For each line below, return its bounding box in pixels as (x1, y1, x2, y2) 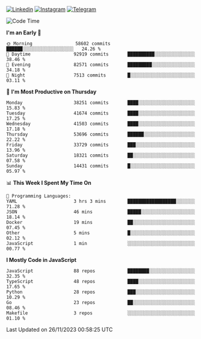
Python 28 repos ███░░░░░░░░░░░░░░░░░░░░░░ (6, 289, 196, 295)
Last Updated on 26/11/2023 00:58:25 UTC (6, 326, 113, 333)
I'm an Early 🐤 (6, 29, 42, 36)
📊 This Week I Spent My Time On (6, 179, 91, 186)
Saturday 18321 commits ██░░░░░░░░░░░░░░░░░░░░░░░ (6, 152, 196, 158)
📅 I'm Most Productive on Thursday (6, 88, 97, 95)
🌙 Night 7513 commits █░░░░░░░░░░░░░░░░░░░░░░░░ (6, 72, 196, 78)
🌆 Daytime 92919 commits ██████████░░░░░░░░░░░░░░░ (6, 51, 196, 57)
